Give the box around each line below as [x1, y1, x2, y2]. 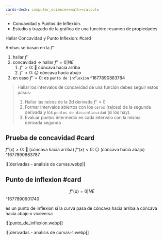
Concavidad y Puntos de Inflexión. [12, 20, 81, 26]
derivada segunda [24, 120, 61, 125]
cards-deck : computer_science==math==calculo [5, 7, 99, 12]
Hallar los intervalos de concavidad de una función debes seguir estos [17, 84, 159, 90]
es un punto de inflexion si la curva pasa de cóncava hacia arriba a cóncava [5, 205, 157, 211]
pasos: [17, 89, 31, 95]
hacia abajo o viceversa [5, 211, 53, 217]
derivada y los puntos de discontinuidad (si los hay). [24, 109, 130, 115]
